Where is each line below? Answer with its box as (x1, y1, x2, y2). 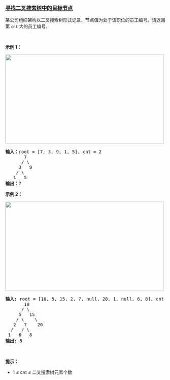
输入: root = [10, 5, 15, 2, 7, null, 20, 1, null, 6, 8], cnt (5, 296, 164, 302)
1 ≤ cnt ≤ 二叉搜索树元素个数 (12, 369, 73, 375)
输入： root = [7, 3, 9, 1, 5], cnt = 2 (5, 149, 102, 155)
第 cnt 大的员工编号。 (5, 23, 51, 30)
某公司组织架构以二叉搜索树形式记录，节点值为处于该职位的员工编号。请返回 (5, 17, 165, 23)
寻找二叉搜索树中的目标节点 (5, 4, 73, 11)
